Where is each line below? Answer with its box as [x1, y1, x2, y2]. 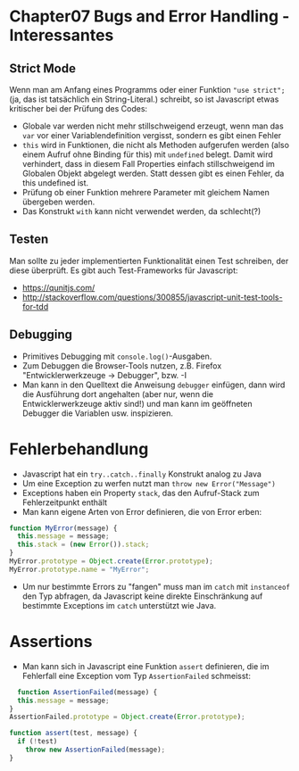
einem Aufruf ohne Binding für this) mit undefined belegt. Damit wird [21, 149, 274, 160]
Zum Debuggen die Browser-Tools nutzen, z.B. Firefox [21, 360, 222, 371]
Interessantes [9, 25, 114, 46]
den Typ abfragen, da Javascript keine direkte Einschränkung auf [21, 591, 263, 601]
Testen [9, 232, 49, 247]
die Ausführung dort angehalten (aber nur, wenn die [21, 388, 214, 399]
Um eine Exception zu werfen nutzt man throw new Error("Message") [21, 477, 277, 488]
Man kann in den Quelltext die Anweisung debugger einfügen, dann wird [21, 379, 286, 390]
